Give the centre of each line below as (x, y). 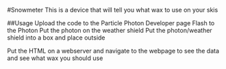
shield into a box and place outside (56, 38)
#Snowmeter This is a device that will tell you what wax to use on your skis (113, 10)
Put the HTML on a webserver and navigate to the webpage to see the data (113, 51)
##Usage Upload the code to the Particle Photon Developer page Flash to (111, 23)
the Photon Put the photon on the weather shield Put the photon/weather (110, 30)
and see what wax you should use (55, 58)
